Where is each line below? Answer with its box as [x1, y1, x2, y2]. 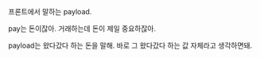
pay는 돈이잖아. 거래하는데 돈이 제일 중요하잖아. [8, 24, 157, 33]
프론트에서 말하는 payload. [8, 7, 92, 16]
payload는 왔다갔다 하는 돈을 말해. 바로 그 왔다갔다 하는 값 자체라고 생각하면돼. [8, 41, 253, 50]
